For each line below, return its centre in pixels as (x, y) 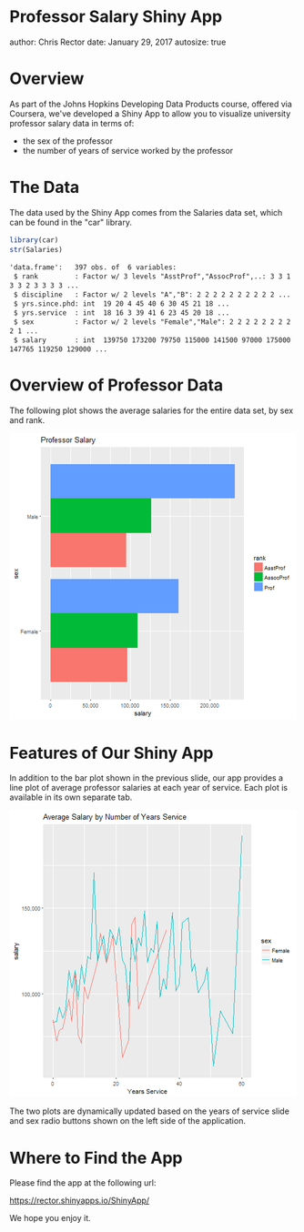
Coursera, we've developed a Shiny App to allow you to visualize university (150, 113)
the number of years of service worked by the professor (128, 150)
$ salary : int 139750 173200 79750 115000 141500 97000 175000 (152, 340)
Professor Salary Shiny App (116, 17)
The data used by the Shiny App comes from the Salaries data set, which (146, 212)
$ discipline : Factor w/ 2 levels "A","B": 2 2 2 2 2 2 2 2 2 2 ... (152, 294)
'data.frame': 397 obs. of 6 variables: (93, 267)
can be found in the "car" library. (71, 222)
